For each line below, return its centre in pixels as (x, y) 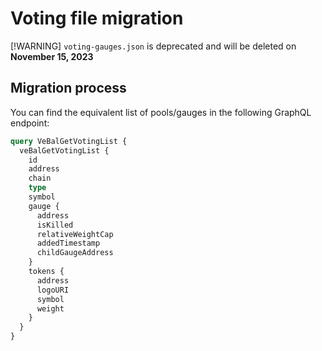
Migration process (68, 88)
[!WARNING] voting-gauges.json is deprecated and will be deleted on (153, 46)
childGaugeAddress (75, 253)
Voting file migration (97, 18)
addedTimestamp (68, 243)
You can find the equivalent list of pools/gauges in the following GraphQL (161, 112)
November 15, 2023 (52, 56)
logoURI (53, 290)
